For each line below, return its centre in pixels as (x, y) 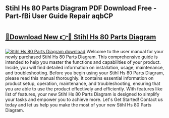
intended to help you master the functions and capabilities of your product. (83, 62)
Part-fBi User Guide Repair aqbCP (59, 16)
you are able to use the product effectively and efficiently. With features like (84, 89)
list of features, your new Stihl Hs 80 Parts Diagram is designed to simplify (82, 94)
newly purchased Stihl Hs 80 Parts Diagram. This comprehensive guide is (81, 57)
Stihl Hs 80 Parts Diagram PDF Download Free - (81, 8)
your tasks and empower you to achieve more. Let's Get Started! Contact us (84, 99)
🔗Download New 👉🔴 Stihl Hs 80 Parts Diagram (81, 37)
